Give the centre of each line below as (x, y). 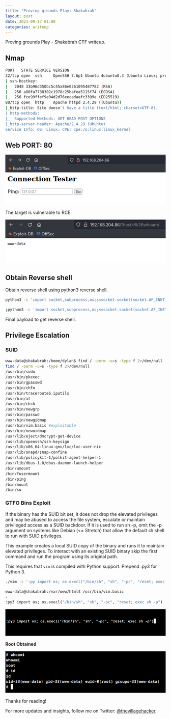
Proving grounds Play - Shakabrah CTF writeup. (55, 42)
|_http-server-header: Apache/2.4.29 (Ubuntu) (55, 124)
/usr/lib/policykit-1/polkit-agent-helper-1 (53, 458)
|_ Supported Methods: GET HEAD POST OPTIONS (55, 119)
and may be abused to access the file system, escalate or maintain (75, 519)
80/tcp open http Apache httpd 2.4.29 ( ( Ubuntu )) (64, 103)
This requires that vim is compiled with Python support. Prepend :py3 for (81, 566)
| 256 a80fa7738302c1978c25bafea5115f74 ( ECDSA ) (60, 92)
